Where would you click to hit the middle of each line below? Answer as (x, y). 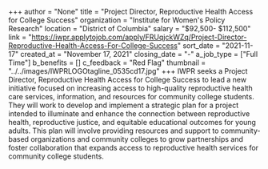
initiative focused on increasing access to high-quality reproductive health (131, 88)
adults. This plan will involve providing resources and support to (114, 131)
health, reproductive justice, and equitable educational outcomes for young (132, 122)
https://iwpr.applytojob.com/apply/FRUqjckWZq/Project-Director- (139, 37)
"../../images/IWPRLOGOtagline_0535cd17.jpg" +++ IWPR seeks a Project (128, 71)
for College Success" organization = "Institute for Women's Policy (117, 20)
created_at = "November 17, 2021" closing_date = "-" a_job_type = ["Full (139, 54)
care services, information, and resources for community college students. (131, 97)
